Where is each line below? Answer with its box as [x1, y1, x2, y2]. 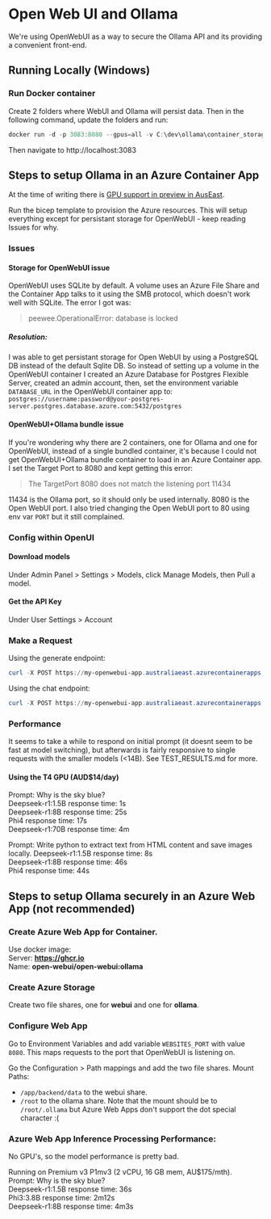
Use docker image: [8, 944, 71, 954]
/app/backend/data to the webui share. [19, 1087, 148, 1097]
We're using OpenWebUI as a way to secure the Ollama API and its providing [8, 32, 263, 41]
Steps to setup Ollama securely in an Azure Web [8, 889, 256, 903]
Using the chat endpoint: [8, 683, 90, 693]
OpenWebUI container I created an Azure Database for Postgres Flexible [8, 369, 248, 380]
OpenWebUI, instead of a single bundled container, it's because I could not [8, 446, 257, 456]
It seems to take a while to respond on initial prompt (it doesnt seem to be [8, 737, 252, 746]
